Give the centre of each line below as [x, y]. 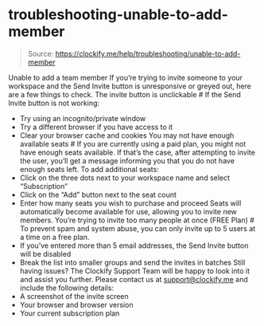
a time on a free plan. [54, 237]
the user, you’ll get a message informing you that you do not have [127, 160]
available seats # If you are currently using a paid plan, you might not [133, 143]
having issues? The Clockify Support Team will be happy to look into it [135, 271]
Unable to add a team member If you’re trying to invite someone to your [125, 77]
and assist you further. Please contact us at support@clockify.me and [134, 279]
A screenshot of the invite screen [74, 296]
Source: [41, 53]
